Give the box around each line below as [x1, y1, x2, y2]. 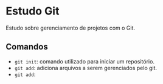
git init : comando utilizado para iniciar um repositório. [14, 57, 154, 65]
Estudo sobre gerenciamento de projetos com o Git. [5, 24, 135, 31]
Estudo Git [5, 4, 60, 18]
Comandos [5, 42, 48, 52]
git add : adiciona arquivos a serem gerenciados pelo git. [14, 64, 158, 71]
